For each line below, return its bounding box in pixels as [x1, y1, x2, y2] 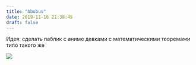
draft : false [6, 19, 39, 25]
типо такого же [6, 42, 45, 49]
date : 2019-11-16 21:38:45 [6, 14, 73, 20]
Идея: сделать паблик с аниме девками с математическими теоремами [6, 36, 191, 43]
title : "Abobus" [6, 8, 46, 15]
